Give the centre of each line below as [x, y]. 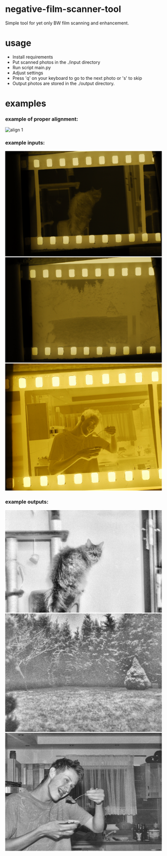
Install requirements [33, 57]
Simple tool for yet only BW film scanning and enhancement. [67, 23]
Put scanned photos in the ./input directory [56, 62]
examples [26, 104]
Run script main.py [32, 67]
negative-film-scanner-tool [63, 9]
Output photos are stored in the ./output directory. [64, 83]
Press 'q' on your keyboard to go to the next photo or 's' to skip [77, 78]
